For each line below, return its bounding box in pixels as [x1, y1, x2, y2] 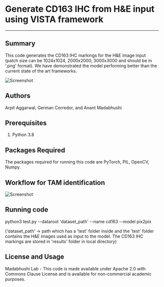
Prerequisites [5, 119, 47, 127]
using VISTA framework [5, 14, 104, 25]
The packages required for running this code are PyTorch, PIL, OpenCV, [5, 159, 149, 165]
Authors [5, 92, 31, 100]
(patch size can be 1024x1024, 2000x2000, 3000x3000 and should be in [5, 57, 152, 63]
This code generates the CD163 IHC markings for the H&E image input [5, 52, 146, 58]
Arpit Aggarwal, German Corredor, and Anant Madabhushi [5, 104, 122, 111]
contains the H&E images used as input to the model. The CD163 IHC [5, 233, 143, 239]
